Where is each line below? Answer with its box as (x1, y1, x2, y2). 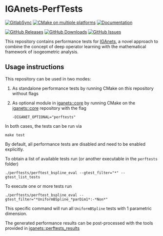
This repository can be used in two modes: (5, 76, 91, 81)
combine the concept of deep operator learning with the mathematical (5, 43, 146, 49)
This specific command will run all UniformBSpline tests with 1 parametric (5, 205, 152, 211)
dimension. (5, 211, 28, 216)
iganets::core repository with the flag (12, 105, 87, 111)
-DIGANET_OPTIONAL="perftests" (12, 115, 76, 119)
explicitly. (5, 146, 24, 152)
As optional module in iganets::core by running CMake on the (12, 100, 136, 106)
